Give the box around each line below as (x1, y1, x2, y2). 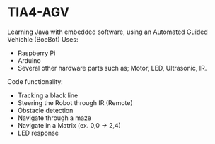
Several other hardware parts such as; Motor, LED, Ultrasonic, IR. (17, 64, 207, 72)
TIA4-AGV (7, 4, 69, 20)
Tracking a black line (17, 91, 79, 100)
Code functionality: (7, 77, 64, 85)
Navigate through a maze (17, 114, 92, 122)
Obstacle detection (17, 106, 74, 114)
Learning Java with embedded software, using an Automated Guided (7, 28, 209, 36)
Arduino (17, 56, 41, 64)
